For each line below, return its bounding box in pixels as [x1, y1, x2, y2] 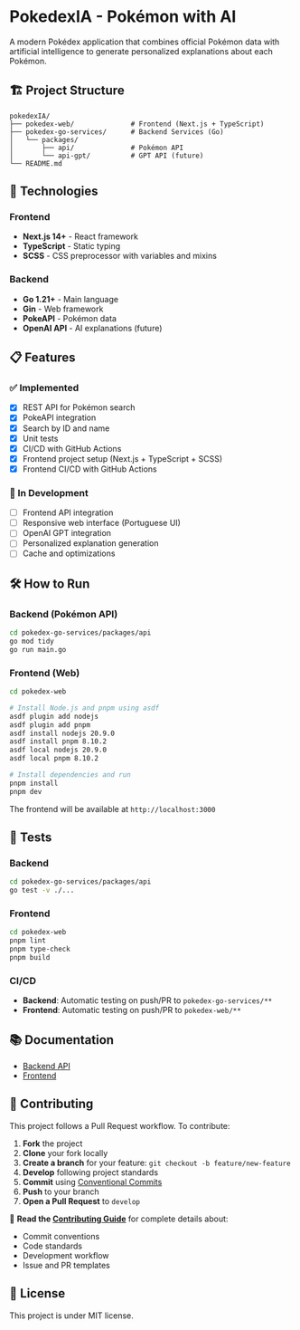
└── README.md [9, 158, 63, 168]
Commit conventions [22, 1230, 100, 1241]
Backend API [22, 1061, 70, 1072]
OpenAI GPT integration [22, 528, 111, 539]
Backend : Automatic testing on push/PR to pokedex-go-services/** [22, 995, 273, 1006]
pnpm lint [9, 936, 47, 945]
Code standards [22, 1240, 83, 1251]
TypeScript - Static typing [22, 241, 121, 252]
